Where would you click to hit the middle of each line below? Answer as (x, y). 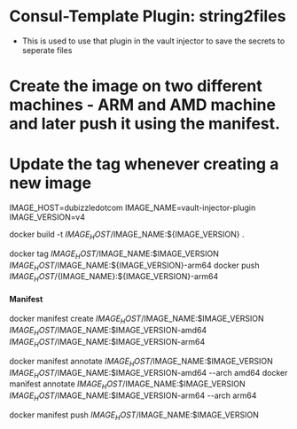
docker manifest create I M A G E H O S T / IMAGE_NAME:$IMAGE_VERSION (137, 320)
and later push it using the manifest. (145, 124)
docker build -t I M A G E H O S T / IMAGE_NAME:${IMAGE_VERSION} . (127, 235)
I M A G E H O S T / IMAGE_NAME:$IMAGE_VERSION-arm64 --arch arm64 (133, 397)
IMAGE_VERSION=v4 (47, 217)
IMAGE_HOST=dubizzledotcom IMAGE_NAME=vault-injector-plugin (133, 208)
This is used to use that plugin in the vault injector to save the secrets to (153, 41)
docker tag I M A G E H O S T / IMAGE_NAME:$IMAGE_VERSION (114, 254)
